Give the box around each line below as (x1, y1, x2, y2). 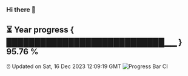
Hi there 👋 (6, 5, 36, 14)
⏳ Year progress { (6, 25, 75, 35)
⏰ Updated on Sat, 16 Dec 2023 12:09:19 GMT (6, 63, 121, 70)
